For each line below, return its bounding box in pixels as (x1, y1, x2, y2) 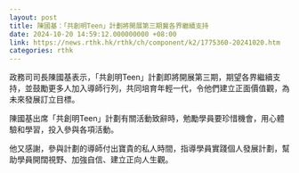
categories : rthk (9, 46, 74, 55)
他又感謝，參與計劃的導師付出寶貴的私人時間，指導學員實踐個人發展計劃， (9, 144, 282, 154)
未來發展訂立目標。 (9, 95, 80, 105)
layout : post (9, 12, 58, 22)
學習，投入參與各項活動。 (24, 124, 118, 135)
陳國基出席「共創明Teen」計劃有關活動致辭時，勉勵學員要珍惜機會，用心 (9, 113, 278, 124)
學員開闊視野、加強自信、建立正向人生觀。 (16, 154, 174, 165)
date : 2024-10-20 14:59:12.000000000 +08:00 (9, 29, 177, 38)
